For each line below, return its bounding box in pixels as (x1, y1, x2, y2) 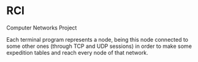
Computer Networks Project (6, 24, 77, 31)
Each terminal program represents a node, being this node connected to (6, 36, 189, 43)
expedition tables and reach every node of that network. (6, 48, 148, 56)
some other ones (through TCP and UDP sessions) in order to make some (6, 42, 192, 50)
